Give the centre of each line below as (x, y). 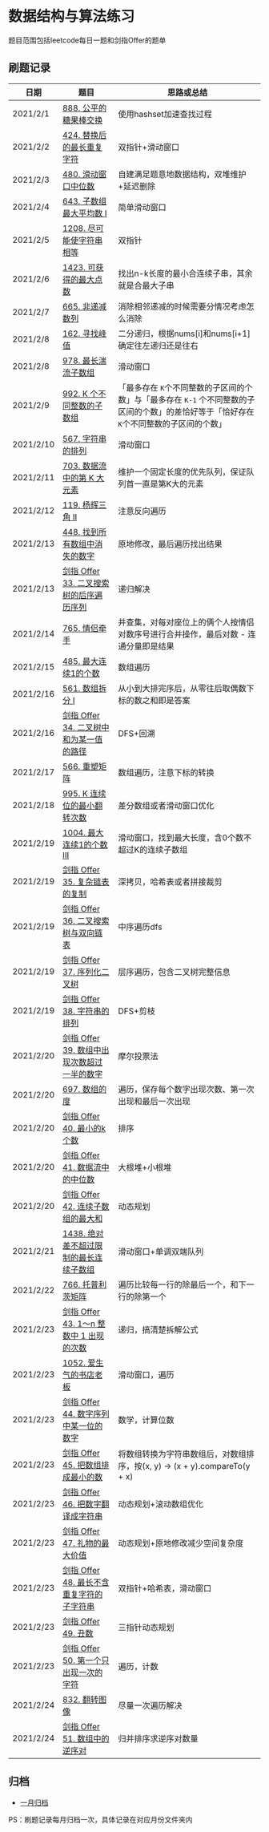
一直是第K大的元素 (169, 483)
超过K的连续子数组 (153, 849)
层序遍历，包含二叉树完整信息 (174, 972)
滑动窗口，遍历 (146, 1374)
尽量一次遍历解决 (150, 1705)
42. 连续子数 (86, 1206)
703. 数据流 (84, 466)
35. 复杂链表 (86, 881)
